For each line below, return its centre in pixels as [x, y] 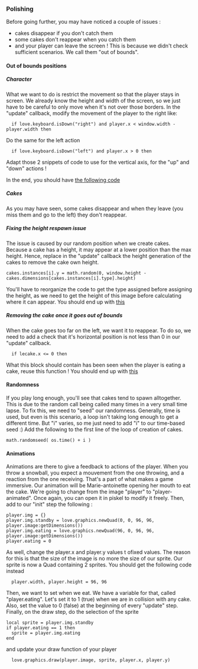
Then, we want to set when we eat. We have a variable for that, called [91, 593]
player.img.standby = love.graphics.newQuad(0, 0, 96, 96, [80, 521]
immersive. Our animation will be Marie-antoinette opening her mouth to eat [98, 486]
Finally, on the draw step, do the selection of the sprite [72, 612]
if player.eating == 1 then [41, 628]
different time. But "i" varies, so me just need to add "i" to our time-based [95, 423]
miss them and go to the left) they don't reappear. [66, 215]
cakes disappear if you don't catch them [64, 33]
